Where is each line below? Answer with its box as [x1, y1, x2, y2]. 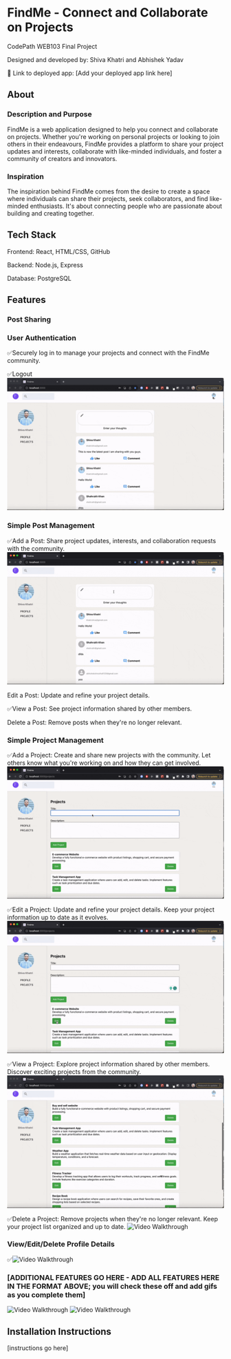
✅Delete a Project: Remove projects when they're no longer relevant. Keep [7, 1214, 219, 1223]
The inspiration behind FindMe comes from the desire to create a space [7, 187, 210, 196]
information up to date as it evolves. [7, 914, 109, 922]
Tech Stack [7, 229, 56, 241]
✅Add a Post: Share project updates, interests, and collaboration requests [7, 536, 217, 545]
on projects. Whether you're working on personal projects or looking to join [7, 132, 220, 140]
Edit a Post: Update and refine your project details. [7, 691, 150, 699]
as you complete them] [7, 1289, 86, 1299]
